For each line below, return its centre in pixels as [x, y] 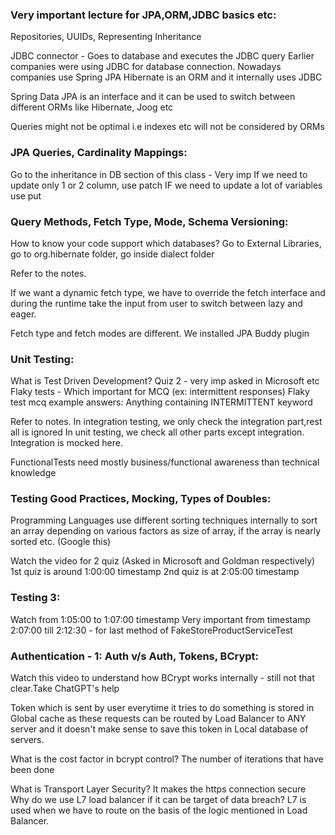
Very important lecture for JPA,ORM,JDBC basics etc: [143, 15]
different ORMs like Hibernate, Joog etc [92, 107]
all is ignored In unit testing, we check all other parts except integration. [157, 432]
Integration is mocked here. [67, 443]
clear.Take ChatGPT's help [65, 689]
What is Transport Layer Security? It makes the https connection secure [158, 789]
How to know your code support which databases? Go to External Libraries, [166, 243]
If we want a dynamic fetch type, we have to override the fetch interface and [168, 292]
